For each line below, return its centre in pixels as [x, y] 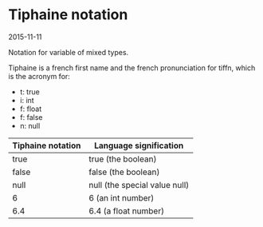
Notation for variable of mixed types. [69, 52]
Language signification [139, 145]
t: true [29, 92]
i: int [27, 100]
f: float [31, 109]
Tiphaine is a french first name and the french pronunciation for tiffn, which [132, 68]
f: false [31, 117]
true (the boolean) [123, 159]
